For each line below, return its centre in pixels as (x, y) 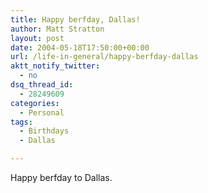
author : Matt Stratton (57, 29)
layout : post (37, 38)
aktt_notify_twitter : (55, 66)
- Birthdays (44, 131)
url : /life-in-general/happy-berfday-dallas (104, 57)
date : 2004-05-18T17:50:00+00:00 (80, 47)
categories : (35, 103)
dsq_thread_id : (42, 85)
